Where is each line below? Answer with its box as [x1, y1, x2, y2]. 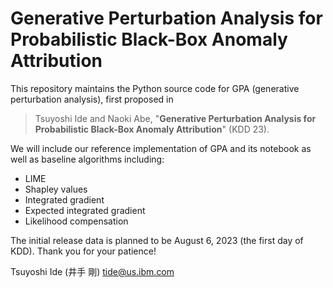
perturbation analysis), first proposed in [10, 93, 174, 105]
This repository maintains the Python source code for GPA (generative [10, 82, 300, 94]
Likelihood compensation [24, 215, 129, 227]
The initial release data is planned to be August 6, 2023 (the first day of [10, 234, 304, 246]
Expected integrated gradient [24, 204, 146, 216]
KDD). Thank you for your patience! [10, 245, 157, 257]
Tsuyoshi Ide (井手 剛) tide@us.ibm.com [10, 265, 175, 277]
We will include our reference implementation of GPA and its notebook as [10, 142, 312, 154]
